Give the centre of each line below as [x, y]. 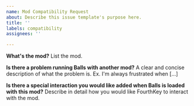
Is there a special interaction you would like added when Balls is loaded [96, 85]
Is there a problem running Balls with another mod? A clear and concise [96, 68]
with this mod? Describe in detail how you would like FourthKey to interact [97, 92]
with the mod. [23, 98]
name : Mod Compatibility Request [47, 12]
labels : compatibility [34, 28]
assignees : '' [24, 34]
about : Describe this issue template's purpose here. [74, 17]
